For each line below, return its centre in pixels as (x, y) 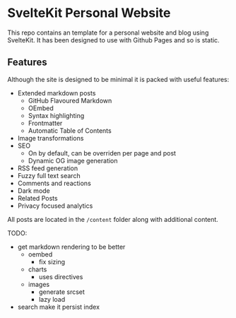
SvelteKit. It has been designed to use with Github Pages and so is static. (114, 40)
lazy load (52, 299)
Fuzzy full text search (49, 175)
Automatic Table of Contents (70, 130)
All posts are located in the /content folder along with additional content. (113, 219)
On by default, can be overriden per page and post (102, 153)
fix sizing (52, 261)
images (39, 284)
